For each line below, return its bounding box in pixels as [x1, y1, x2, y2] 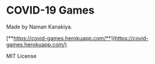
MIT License [6, 52, 37, 59]
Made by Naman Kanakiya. [6, 23, 73, 30]
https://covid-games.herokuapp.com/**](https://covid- [13, 34, 149, 41]
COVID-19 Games [6, 4, 95, 17]
